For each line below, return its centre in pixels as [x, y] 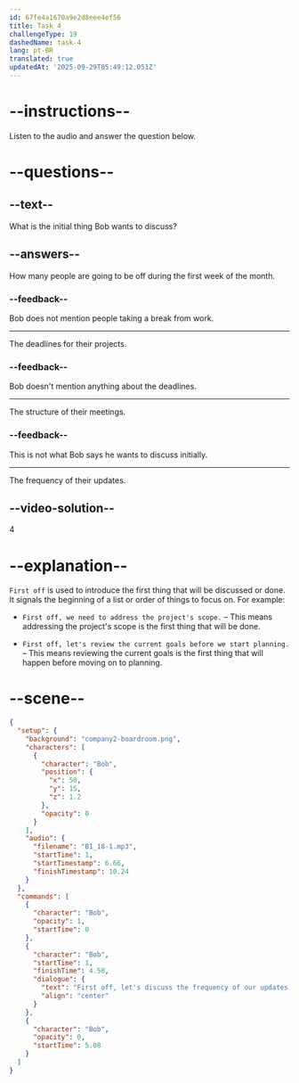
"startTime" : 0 [61, 930]
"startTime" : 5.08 [67, 1046]
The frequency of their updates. [68, 480]
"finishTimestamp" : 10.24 [81, 871]
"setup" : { [37, 731]
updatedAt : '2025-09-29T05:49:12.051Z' [83, 68]
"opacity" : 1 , [59, 922]
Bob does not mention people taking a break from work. [112, 318]
